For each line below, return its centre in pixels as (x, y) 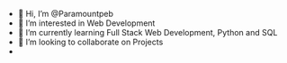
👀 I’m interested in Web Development (86, 23)
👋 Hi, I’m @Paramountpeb (66, 14)
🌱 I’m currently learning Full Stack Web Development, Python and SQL (148, 32)
